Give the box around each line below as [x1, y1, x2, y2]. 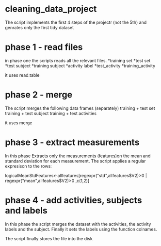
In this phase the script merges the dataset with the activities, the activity [5, 221, 151, 227]
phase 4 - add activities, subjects [5, 195, 142, 206]
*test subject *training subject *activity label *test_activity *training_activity [5, 63, 156, 68]
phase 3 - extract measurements [5, 137, 140, 148]
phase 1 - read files [5, 42, 83, 53]
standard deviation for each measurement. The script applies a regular [5, 158, 146, 164]
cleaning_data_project [5, 3, 97, 15]
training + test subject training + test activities [5, 110, 97, 116]
